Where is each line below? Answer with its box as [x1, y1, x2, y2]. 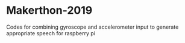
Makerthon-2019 [6, 4, 93, 17]
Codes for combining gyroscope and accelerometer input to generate [6, 23, 179, 30]
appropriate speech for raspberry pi [6, 29, 95, 36]
